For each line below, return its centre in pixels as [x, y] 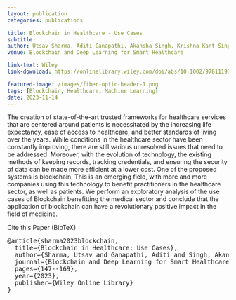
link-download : [29, 71]
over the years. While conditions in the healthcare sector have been [105, 139]
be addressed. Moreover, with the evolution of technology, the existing [110, 154]
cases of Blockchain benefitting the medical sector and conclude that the [113, 199]
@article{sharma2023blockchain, [63, 241]
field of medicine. [33, 214]
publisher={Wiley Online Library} [74, 283]
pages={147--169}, [46, 269]
